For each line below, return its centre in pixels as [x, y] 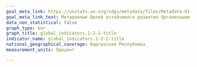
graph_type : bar [26, 28]
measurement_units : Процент [40, 50]
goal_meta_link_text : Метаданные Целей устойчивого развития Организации [98, 17]
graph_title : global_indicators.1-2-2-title [61, 33]
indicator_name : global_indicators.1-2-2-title [65, 39]
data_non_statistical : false [42, 22]
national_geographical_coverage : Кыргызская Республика [76, 45]
